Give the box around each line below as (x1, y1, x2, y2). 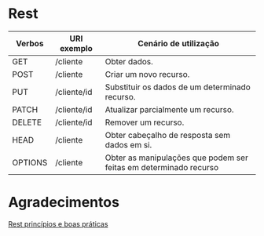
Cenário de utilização (137, 38, 220, 49)
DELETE (12, 117, 42, 128)
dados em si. (104, 139, 152, 150)
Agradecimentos (8, 194, 120, 212)
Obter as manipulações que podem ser (104, 152, 249, 163)
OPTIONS (12, 157, 48, 168)
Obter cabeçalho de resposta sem (104, 129, 230, 140)
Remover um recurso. (104, 117, 185, 128)
